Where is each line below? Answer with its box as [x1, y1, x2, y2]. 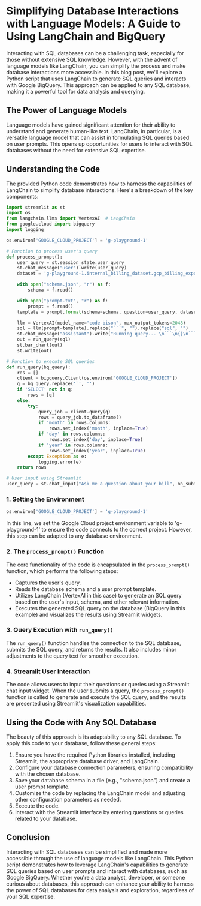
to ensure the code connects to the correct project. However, [41, 526, 193, 533]
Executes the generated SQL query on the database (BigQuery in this [14, 604, 185, 611]
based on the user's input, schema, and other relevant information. [14, 598, 179, 605]
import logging [6, 227, 44, 233]
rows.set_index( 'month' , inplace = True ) [48, 425, 148, 431]
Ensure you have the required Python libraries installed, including [14, 751, 175, 758]
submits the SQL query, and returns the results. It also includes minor [6, 646, 177, 653]
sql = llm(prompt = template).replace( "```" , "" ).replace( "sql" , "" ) [17, 325, 188, 331]
